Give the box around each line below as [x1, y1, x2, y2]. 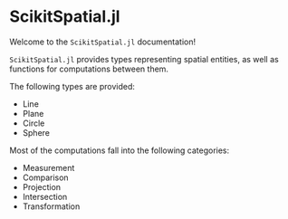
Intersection [22, 191, 68, 202]
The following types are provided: [9, 81, 136, 91]
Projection [22, 181, 62, 192]
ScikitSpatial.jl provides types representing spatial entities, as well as [9, 53, 279, 64]
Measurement [22, 162, 75, 173]
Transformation [22, 201, 81, 212]
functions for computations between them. [9, 63, 169, 74]
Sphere [22, 127, 50, 138]
